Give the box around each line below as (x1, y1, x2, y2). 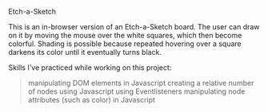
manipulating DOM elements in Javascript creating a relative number (27, 79, 254, 87)
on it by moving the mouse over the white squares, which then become (8, 31, 242, 40)
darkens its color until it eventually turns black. (8, 48, 162, 56)
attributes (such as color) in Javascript (27, 95, 156, 104)
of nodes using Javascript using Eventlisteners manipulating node (27, 87, 246, 96)
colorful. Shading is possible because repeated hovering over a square (8, 39, 242, 48)
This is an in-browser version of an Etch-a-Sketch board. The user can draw (8, 22, 260, 31)
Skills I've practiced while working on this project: (8, 63, 172, 72)
